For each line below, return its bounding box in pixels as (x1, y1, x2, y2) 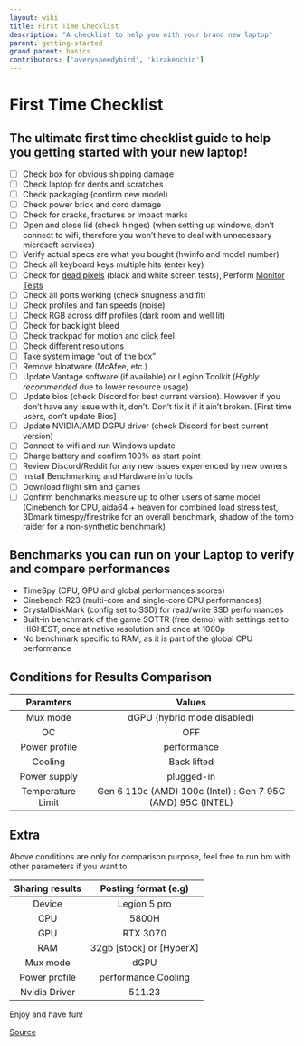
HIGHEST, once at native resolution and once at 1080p (22, 624, 226, 635)
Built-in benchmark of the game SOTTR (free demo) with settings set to (22, 614, 290, 625)
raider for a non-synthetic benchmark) (22, 521, 166, 532)
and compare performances (9, 561, 171, 577)
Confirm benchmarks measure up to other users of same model (22, 491, 261, 503)
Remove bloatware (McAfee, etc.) (22, 361, 148, 371)
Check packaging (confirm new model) (22, 189, 169, 200)
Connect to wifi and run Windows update (22, 440, 176, 451)
